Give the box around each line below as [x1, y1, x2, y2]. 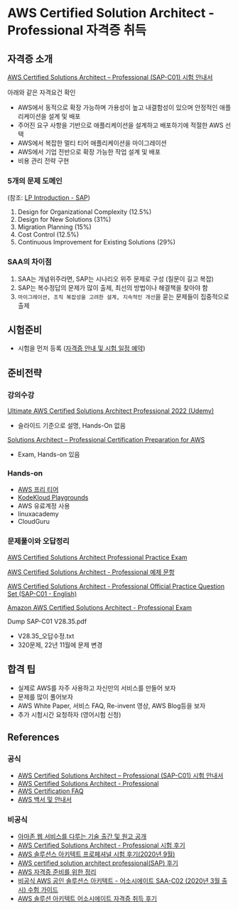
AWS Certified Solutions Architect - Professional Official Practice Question [7, 581, 225, 591]
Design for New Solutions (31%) [17, 215, 112, 224]
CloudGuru [17, 517, 50, 526]
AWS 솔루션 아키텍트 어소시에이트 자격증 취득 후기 [17, 894, 158, 903]
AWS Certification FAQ [17, 787, 84, 795]
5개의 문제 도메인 [7, 176, 63, 185]
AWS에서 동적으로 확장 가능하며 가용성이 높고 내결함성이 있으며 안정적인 [17, 103, 218, 112]
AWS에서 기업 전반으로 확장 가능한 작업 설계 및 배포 [17, 148, 161, 156]
